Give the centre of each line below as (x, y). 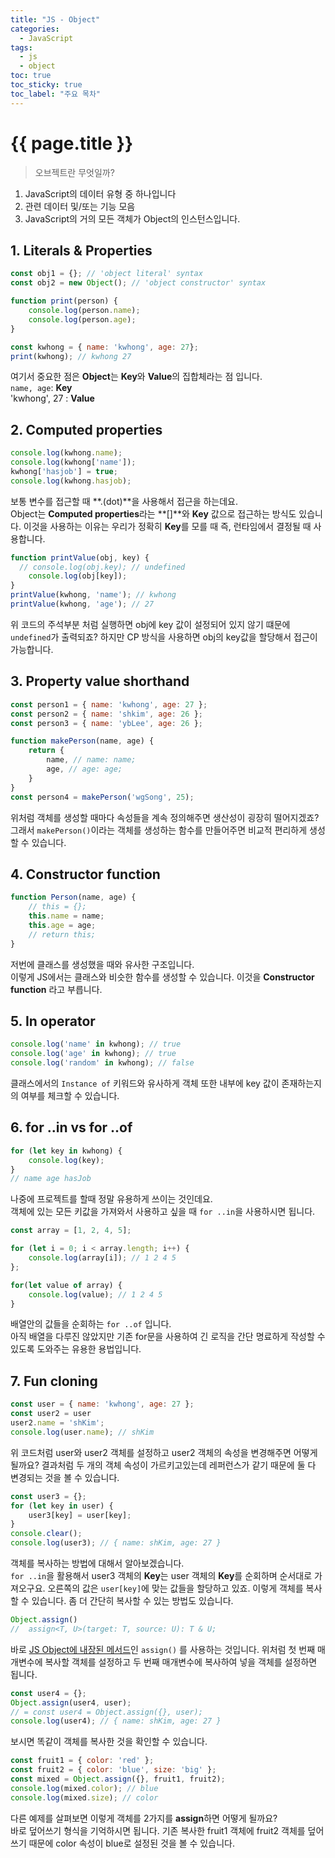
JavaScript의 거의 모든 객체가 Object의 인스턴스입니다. (132, 218)
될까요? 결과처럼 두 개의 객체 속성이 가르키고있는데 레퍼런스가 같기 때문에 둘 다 (163, 1465)
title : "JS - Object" (55, 19)
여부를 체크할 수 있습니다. (70, 1095)
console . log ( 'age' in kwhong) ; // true (93, 1054)
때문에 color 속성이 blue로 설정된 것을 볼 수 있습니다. (131, 1843)
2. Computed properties (86, 429)
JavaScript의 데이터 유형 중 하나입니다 (100, 193)
